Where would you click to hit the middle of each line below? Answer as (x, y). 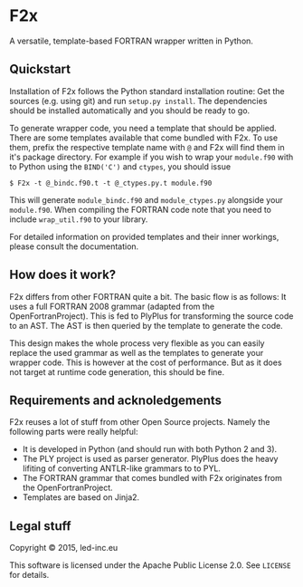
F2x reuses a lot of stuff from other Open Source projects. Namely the (140, 422)
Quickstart (40, 69)
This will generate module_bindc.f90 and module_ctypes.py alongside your (146, 199)
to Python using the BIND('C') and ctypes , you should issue (120, 166)
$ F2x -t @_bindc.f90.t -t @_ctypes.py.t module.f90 (111, 183)
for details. (29, 575)
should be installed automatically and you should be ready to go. (130, 111)
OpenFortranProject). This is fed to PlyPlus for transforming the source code (151, 316)
